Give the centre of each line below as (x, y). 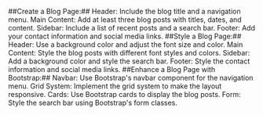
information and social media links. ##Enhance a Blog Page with (112, 69)
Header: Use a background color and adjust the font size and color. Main (126, 45)
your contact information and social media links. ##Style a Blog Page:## (125, 36)
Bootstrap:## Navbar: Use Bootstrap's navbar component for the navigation (131, 78)
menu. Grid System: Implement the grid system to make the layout (115, 86)
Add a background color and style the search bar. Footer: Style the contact (129, 61)
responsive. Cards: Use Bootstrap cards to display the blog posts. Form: (124, 94)
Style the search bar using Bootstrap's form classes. (93, 102)
